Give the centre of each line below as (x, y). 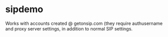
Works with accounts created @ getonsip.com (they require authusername (84, 23)
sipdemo (24, 9)
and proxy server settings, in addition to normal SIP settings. (69, 28)
